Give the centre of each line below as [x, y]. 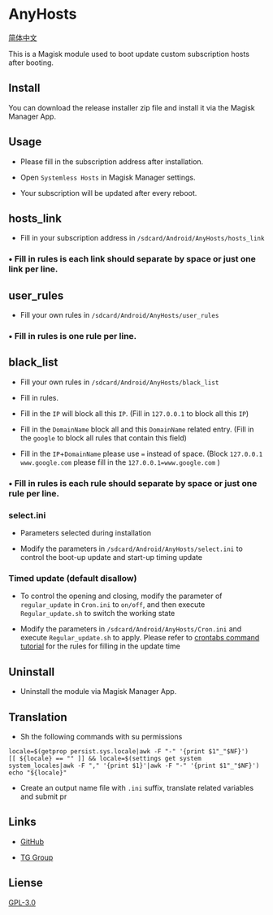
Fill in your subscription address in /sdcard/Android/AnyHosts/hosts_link [142, 238]
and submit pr [43, 796]
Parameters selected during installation [86, 533]
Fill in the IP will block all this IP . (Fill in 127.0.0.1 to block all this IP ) [134, 413]
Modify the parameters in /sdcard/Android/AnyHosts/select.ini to [132, 549]
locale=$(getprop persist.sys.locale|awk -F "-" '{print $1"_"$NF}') [129, 751]
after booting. [31, 63]
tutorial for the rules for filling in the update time [100, 646]
